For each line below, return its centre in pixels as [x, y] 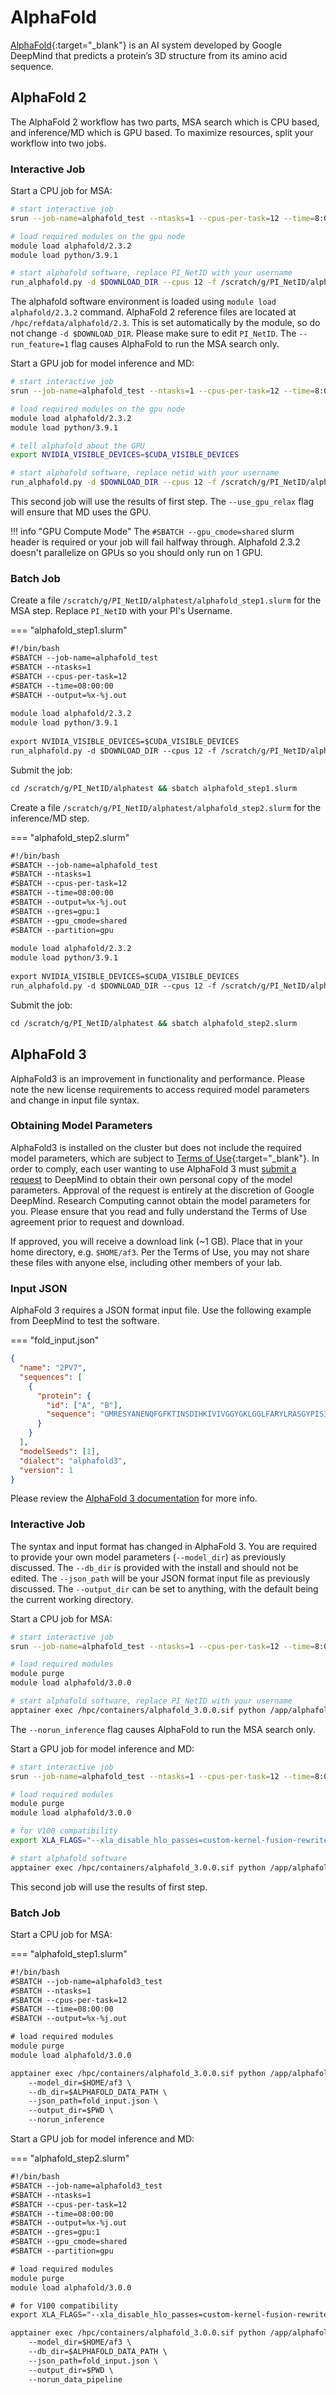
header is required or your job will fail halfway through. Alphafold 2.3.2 [155, 542]
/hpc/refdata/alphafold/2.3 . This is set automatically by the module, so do [165, 323]
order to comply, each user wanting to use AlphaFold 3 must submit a [153, 1168]
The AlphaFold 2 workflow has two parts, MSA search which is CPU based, [165, 122]
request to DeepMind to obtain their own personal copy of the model [151, 1179]
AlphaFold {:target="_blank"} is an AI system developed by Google [146, 45]
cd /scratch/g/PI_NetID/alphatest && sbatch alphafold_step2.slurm [154, 1023]
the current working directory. [72, 1599]
